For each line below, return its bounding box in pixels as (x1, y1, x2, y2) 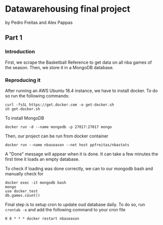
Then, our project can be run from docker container (5, 133, 109, 139)
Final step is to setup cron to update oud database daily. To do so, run (5, 201, 145, 207)
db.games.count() (5, 193, 40, 198)
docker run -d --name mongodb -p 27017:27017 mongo (5, 124, 112, 130)
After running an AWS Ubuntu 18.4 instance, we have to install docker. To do (5, 88, 158, 94)
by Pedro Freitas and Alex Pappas (5, 19, 73, 25)
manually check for (5, 170, 44, 176)
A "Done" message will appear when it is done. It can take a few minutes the (5, 151, 158, 157)
